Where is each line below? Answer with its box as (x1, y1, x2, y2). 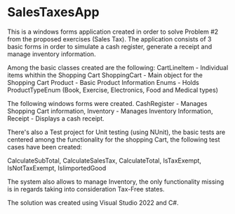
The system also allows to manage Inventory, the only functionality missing (7, 177, 224, 186)
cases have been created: (7, 142, 83, 151)
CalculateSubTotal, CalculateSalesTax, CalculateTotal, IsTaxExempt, (7, 156, 202, 165)
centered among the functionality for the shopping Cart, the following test (7, 135, 220, 144)
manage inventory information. (7, 50, 96, 58)
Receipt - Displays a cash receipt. (7, 114, 105, 123)
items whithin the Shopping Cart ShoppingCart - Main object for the (7, 71, 203, 79)
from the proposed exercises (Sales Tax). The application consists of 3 (7, 34, 212, 43)
